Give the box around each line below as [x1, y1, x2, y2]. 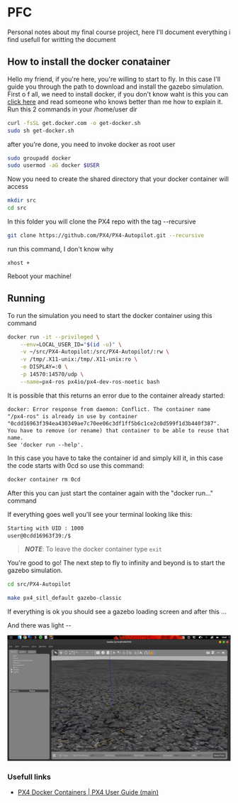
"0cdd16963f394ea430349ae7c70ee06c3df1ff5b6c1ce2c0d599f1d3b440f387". [7, 420, 220, 427]
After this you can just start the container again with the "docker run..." [7, 488, 214, 497]
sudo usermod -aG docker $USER [7, 162, 100, 169]
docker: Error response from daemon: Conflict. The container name [7, 405, 211, 413]
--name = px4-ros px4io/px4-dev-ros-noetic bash [20, 378, 160, 386]
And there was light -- [7, 621, 72, 630]
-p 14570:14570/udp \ [20, 371, 84, 378]
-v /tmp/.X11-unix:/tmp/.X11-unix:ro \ [20, 356, 138, 363]
